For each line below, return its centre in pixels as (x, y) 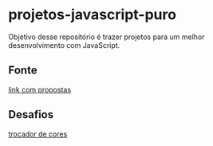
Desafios (31, 114)
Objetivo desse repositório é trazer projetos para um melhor (106, 37)
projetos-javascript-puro (93, 15)
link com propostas (40, 89)
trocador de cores (38, 134)
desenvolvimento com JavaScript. (64, 45)
